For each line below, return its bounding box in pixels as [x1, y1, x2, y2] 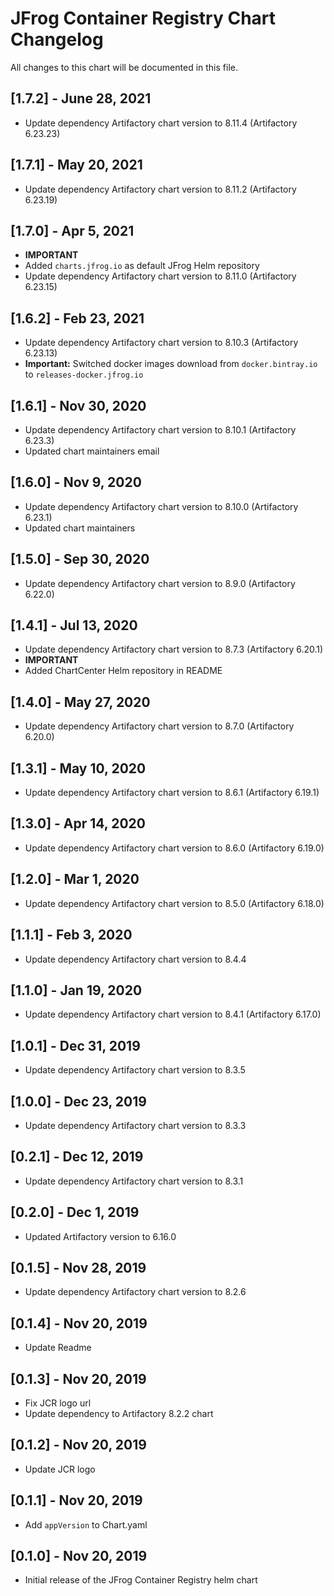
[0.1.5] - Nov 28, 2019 [10, 1259, 147, 1276]
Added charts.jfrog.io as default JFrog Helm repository [24, 260, 260, 272]
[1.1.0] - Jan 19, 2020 [10, 982, 143, 999]
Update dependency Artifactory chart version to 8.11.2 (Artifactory [24, 183, 297, 195]
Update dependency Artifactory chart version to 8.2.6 [24, 1286, 247, 1298]
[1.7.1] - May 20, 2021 [10, 157, 143, 174]
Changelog [10, 28, 104, 51]
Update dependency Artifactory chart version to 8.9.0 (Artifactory [24, 577, 296, 589]
